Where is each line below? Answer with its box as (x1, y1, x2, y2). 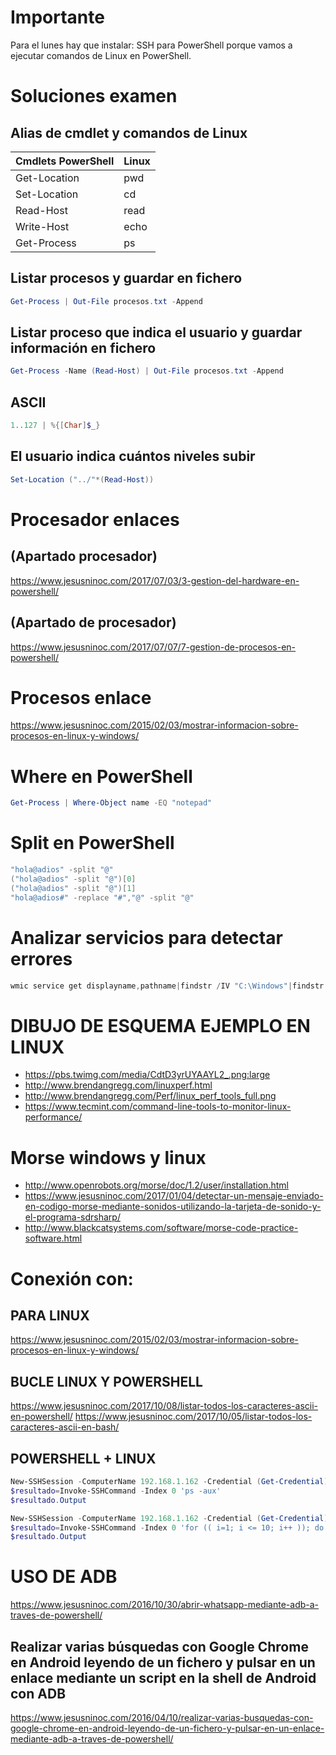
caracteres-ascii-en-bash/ (10, 1421, 120, 1433)
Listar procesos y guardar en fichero (10, 270, 243, 287)
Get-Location (15, 171, 80, 185)
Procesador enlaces (10, 508, 180, 531)
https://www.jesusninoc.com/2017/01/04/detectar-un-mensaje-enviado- (24, 1190, 324, 1202)
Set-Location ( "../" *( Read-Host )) (10, 474, 155, 485)
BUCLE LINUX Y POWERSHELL (10, 1373, 203, 1390)
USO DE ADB (10, 1566, 118, 1588)
